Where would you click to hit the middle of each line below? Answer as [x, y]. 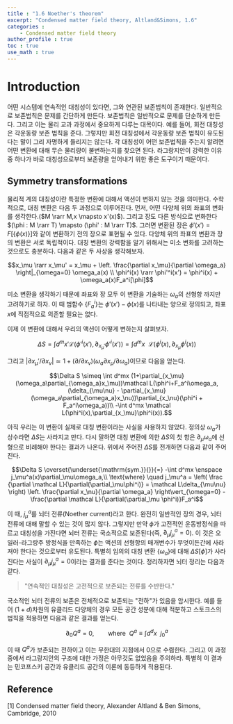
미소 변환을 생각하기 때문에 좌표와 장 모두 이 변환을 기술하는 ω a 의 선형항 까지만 [114, 295]
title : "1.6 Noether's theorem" [56, 14]
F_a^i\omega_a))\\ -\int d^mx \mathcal [117, 405]
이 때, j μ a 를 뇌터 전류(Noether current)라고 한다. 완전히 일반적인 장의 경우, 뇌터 [115, 514]
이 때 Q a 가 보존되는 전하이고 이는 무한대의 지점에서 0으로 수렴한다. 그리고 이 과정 [117, 649]
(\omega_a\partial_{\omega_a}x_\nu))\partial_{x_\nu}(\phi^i [114, 398]
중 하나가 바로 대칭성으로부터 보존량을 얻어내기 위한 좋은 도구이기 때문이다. [109, 159]
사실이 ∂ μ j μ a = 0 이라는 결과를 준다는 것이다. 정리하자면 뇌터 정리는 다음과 [125, 561]
